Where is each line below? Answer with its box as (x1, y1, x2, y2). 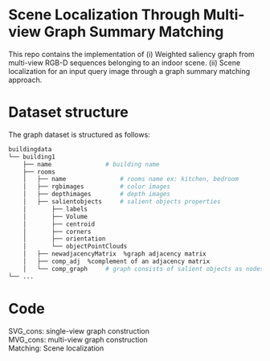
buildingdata (8, 145, 52, 154)
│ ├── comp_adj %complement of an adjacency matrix (22, 257, 211, 265)
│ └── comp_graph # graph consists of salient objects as (22, 265, 243, 273)
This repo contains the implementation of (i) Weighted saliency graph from (8, 49, 255, 59)
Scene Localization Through (8, 6, 201, 24)
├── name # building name (22, 160, 160, 168)
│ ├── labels (22, 205, 88, 213)
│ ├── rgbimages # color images (22, 183, 171, 191)
